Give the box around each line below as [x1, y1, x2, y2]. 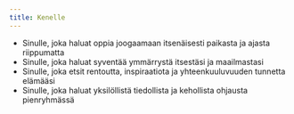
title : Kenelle [9, 12, 66, 22]
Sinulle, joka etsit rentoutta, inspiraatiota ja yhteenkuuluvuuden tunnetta [21, 66, 286, 77]
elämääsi [21, 75, 55, 85]
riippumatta [21, 46, 65, 58]
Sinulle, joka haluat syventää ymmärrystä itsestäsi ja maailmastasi [21, 56, 265, 67]
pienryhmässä [21, 94, 75, 105]
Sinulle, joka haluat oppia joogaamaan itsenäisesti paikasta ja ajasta [21, 37, 270, 48]
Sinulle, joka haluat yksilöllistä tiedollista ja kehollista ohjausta [21, 85, 248, 95]
